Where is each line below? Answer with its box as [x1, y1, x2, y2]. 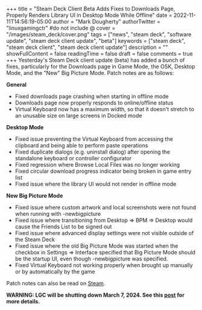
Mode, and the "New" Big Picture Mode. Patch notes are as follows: [6, 69, 174, 76]
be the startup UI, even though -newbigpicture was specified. [14, 255, 168, 262]
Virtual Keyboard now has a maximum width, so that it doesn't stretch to [14, 106, 195, 112]
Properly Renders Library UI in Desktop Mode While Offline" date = [6, 11, 173, 19]
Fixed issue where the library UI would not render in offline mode [14, 181, 177, 187]
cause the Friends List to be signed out [14, 223, 112, 230]
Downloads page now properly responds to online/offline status [14, 99, 174, 106]
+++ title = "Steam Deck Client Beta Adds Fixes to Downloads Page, [6, 5, 175, 12]
